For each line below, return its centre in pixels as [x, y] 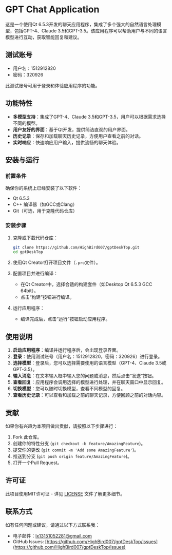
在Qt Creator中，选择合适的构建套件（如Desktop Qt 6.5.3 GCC [86, 284]
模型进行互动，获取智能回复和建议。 [44, 37]
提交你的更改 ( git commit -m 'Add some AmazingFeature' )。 [76, 450]
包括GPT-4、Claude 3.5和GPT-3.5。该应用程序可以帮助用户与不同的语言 [91, 31]
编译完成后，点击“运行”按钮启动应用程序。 [65, 319]
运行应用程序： [28, 308]
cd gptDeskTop [28, 252]
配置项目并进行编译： [35, 274]
